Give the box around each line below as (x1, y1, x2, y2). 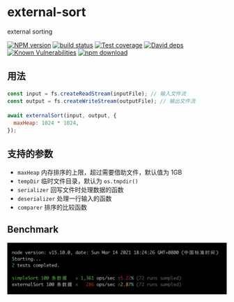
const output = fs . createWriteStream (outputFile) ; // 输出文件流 (7, 97, 196, 105)
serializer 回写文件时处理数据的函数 (17, 185, 124, 194)
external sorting (7, 27, 53, 36)
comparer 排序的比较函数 (17, 203, 88, 211)
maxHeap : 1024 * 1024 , (13, 120, 79, 127)
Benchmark (7, 224, 59, 236)
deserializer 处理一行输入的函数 (17, 194, 112, 203)
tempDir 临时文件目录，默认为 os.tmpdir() (17, 176, 139, 185)
